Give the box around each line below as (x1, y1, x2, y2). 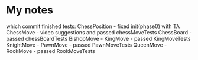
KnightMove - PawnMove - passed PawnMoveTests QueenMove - (6, 41, 167, 48)
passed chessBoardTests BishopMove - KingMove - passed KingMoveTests (6, 35, 191, 42)
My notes (6, 3, 53, 17)
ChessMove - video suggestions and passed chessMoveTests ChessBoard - (6, 29, 192, 36)
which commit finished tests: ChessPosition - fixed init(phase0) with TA (6, 23, 180, 30)
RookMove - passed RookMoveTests (6, 47, 96, 54)
